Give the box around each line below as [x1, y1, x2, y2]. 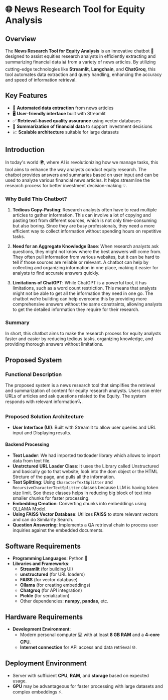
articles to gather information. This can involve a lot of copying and [12, 212, 151, 218]
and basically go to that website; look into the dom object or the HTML [12, 469, 158, 475]
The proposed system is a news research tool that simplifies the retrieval [5, 382, 155, 388]
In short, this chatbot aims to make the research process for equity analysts [5, 331, 161, 337]
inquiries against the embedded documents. [12, 527, 104, 533]
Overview [5, 34, 37, 43]
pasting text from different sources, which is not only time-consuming [12, 217, 157, 223]
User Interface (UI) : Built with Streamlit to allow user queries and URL [12, 424, 156, 431]
